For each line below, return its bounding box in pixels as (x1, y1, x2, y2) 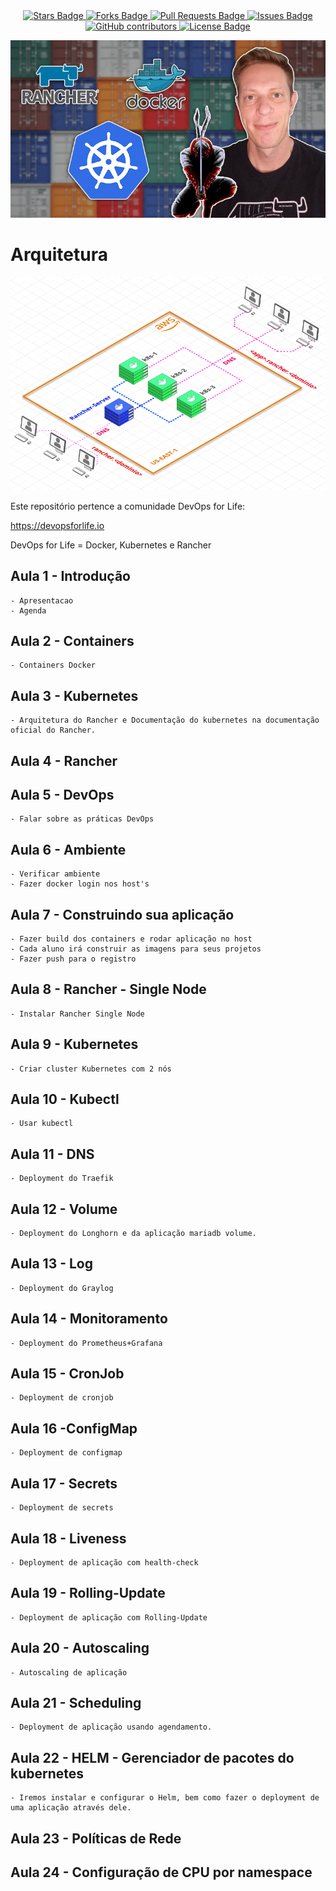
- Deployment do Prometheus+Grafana (10, 1338, 163, 1348)
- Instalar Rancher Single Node (10, 1009, 145, 1019)
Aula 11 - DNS (10, 1145, 95, 1163)
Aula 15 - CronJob (10, 1365, 125, 1383)
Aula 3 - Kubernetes (10, 687, 139, 704)
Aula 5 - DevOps (10, 786, 115, 803)
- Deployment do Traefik (10, 1174, 114, 1184)
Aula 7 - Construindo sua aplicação (10, 906, 235, 923)
